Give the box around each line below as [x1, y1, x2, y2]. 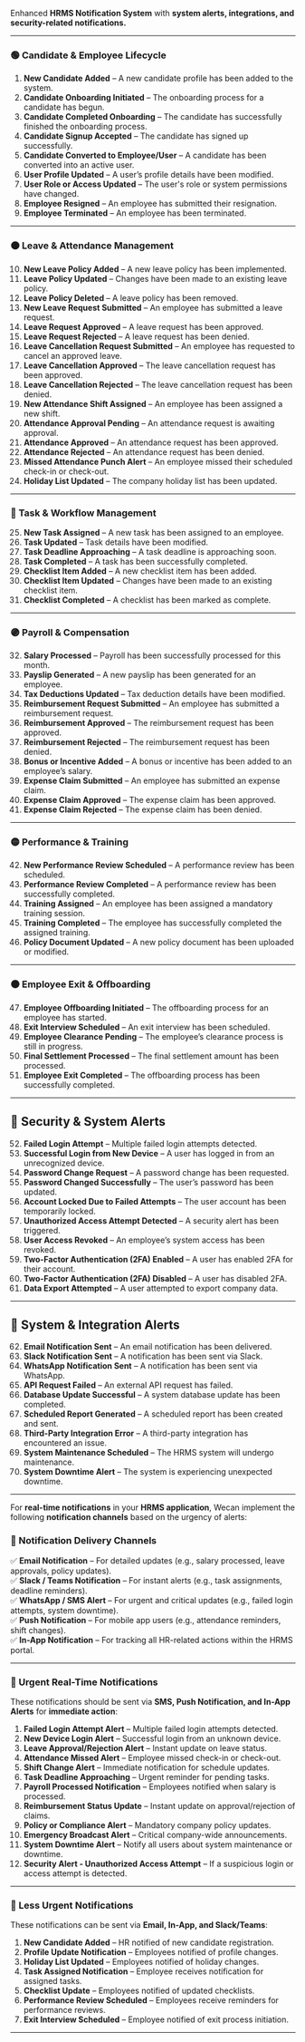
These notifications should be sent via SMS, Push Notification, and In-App [10, 1697, 291, 1707]
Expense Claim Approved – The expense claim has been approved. [23, 795, 277, 806]
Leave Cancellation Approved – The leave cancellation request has [23, 360, 276, 371]
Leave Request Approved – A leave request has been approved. [23, 321, 264, 332]
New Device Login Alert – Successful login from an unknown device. [23, 1733, 281, 1744]
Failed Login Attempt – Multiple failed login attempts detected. [23, 1137, 258, 1149]
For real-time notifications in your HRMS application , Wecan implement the [10, 1502, 295, 1513]
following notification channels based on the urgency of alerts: [10, 1512, 248, 1523]
